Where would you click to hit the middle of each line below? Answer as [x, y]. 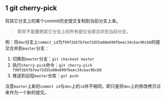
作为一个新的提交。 [29, 92]
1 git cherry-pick [31, 8]
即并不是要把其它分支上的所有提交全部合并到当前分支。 [74, 31]
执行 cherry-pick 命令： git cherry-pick [52, 65]
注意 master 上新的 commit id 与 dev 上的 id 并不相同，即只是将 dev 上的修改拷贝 [81, 86]
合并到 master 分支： [29, 48]
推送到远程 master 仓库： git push [45, 75]
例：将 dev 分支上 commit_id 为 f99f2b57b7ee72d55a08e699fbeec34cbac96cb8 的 [81, 42]
